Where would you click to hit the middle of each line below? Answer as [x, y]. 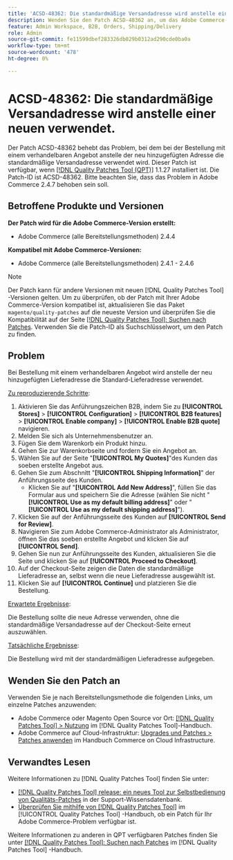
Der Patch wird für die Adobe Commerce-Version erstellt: [92, 223]
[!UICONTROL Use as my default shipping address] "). [106, 510]
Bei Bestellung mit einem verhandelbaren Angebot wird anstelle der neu [110, 373]
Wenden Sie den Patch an [64, 680]
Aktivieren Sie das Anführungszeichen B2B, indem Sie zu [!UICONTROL [120, 406]
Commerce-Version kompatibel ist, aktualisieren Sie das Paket [96, 305]
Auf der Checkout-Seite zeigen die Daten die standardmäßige [106, 568]
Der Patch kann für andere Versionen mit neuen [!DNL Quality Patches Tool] [116, 290]
